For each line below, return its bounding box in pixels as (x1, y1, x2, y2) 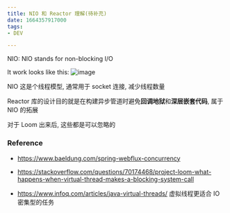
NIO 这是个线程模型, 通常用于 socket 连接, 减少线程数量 (7, 83, 165, 91)
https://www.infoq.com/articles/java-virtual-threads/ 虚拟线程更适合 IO (17, 189, 220, 198)
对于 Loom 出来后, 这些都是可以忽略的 (7, 121, 116, 129)
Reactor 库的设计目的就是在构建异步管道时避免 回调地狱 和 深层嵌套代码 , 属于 (7, 97, 224, 105)
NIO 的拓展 (7, 105, 38, 114)
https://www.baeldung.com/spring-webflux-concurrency (17, 154, 181, 162)
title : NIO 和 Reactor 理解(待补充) (7, 10, 107, 17)
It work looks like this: (7, 68, 69, 76)
